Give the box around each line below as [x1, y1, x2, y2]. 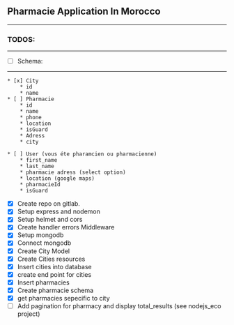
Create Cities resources [17, 255, 86, 263]
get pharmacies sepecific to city [17, 294, 110, 302]
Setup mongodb [17, 231, 64, 239]
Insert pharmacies [17, 278, 70, 287]
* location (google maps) [19, 175, 95, 182]
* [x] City [7, 77, 39, 84]
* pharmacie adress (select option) [19, 169, 127, 176]
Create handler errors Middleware [17, 223, 115, 232]
